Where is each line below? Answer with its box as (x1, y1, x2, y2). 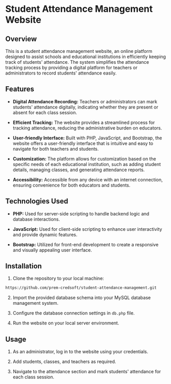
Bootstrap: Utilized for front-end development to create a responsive (12, 241, 159, 247)
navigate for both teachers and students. (12, 145, 99, 152)
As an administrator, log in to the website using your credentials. (12, 349, 148, 355)
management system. (12, 300, 59, 306)
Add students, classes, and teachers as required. (12, 358, 116, 365)
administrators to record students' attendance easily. (5, 70, 117, 76)
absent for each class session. (12, 109, 77, 116)
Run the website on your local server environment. (12, 320, 119, 326)
